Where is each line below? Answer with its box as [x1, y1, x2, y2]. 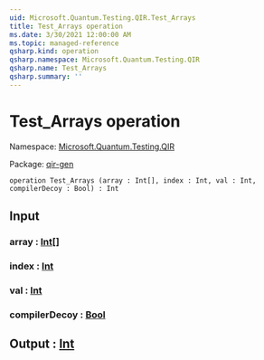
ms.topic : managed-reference [9, 38, 119, 48]
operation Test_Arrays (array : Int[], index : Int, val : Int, [9, 175, 257, 185]
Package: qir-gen [9, 158, 74, 169]
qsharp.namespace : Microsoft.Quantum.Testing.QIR [9, 55, 201, 64]
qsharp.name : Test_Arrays [9, 64, 107, 73]
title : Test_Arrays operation [9, 22, 124, 31]
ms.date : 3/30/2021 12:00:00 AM [9, 30, 131, 39]
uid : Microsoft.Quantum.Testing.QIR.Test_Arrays [9, 13, 196, 23]
